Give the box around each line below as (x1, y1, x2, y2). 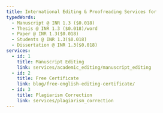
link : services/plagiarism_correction (17, 97, 114, 103)
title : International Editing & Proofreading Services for (6, 8, 157, 15)
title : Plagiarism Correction (17, 92, 93, 98)
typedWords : (6, 14, 36, 20)
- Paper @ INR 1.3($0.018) (11, 31, 79, 37)
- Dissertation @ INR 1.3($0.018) (11, 42, 98, 48)
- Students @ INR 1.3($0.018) (11, 36, 87, 42)
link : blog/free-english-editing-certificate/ (17, 81, 135, 87)
